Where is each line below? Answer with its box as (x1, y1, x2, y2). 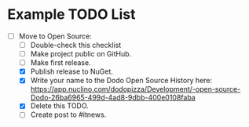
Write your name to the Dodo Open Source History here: (30, 76, 213, 85)
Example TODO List (7, 5, 136, 24)
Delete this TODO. (30, 101, 90, 111)
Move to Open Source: (18, 31, 92, 41)
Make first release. (30, 58, 91, 67)
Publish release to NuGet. (30, 67, 113, 76)
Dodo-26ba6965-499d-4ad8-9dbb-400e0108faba (30, 93, 196, 103)
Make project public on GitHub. (30, 49, 132, 59)
